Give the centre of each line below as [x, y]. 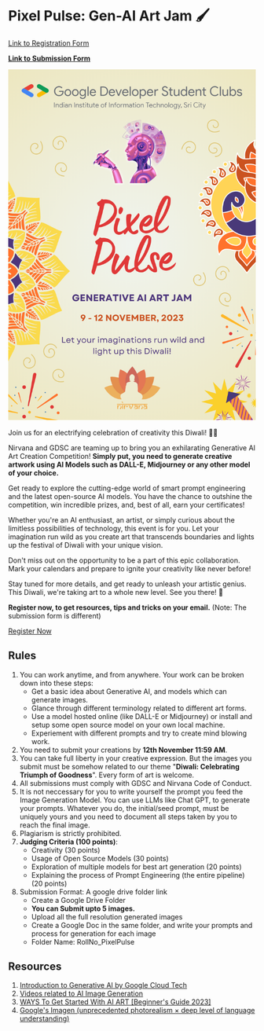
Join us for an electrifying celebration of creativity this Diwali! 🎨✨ [113, 432]
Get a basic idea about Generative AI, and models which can [129, 691]
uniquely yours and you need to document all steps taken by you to [128, 816]
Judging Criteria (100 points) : [68, 842]
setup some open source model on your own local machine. [128, 725]
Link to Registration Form [49, 43]
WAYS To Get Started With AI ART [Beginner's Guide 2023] [115, 1002]
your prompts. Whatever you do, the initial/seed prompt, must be [124, 808]
